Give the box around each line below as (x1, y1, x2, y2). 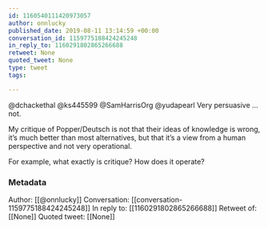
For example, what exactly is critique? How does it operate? (8, 157, 206, 166)
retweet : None (8, 49, 56, 57)
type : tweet (8, 64, 48, 72)
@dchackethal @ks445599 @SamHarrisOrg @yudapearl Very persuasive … (8, 100, 258, 110)
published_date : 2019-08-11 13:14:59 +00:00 (8, 26, 159, 34)
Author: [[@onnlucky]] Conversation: (8, 194, 130, 204)
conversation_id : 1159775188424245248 (8, 34, 138, 42)
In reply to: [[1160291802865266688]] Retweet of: (91, 203, 258, 213)
